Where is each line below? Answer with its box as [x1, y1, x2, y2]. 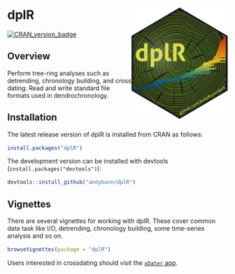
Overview [7, 50, 51, 62]
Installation [7, 112, 57, 124]
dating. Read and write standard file [7, 84, 111, 92]
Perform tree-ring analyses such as [7, 68, 110, 77]
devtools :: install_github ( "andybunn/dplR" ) [7, 179, 136, 186]
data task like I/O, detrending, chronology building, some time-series [7, 224, 205, 233]
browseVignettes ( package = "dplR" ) [7, 246, 111, 253]
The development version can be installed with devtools [7, 157, 169, 166]
